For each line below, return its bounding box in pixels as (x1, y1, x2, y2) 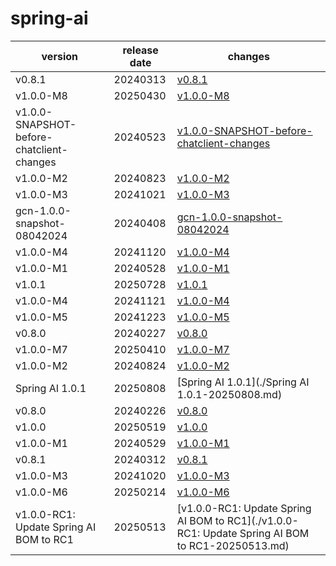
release (122, 43, 159, 57)
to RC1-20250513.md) (176, 538, 290, 552)
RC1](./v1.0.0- (226, 513, 299, 527)
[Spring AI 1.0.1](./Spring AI (176, 375, 310, 389)
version (41, 49, 78, 63)
